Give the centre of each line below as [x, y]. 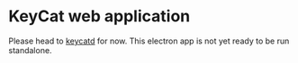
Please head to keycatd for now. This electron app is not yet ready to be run [149, 41]
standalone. [30, 50]
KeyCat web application [99, 16]
